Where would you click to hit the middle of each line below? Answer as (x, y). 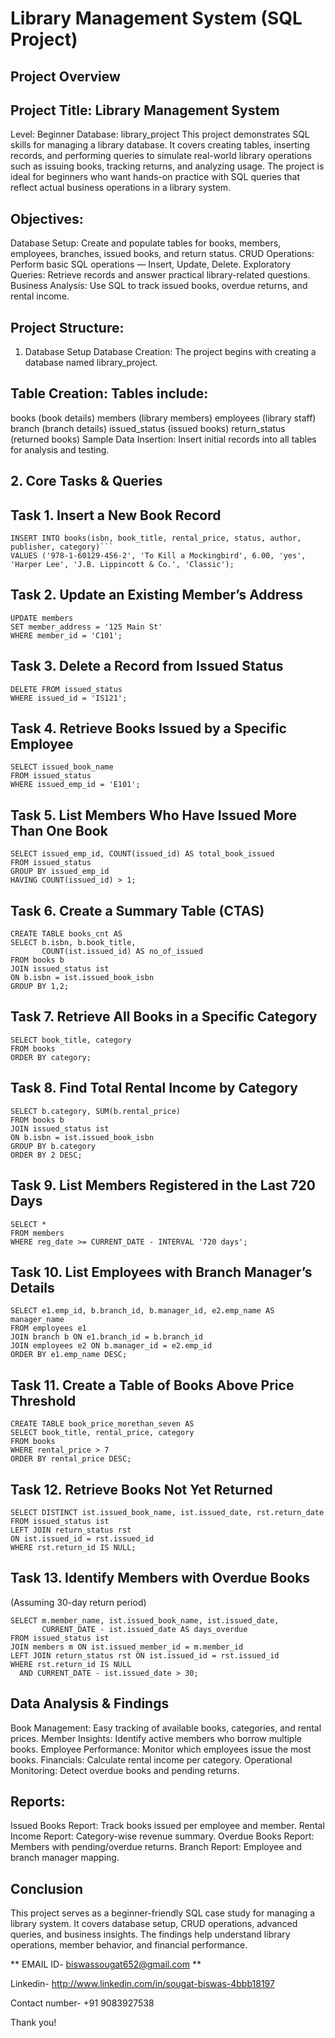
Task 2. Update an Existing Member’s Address (156, 595)
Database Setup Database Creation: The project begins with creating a (170, 352)
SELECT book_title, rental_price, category (102, 1433)
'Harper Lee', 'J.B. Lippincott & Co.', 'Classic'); (122, 565)
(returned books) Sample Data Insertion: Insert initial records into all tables (163, 439)
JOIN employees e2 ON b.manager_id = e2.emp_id (111, 1346)
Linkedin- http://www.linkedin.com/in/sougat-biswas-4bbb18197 (142, 1984)
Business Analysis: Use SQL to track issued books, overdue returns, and (159, 286)
